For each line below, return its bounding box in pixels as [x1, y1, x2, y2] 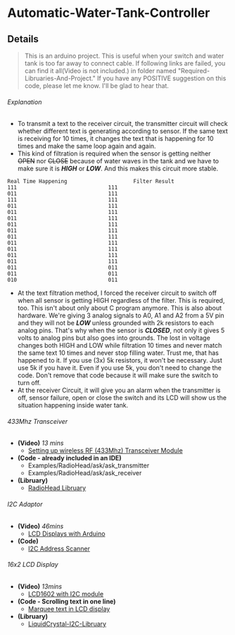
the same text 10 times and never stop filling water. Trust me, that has [17, 348, 220, 357]
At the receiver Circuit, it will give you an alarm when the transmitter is [17, 386, 221, 395]
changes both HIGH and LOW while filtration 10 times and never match [17, 341, 222, 350]
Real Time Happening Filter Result [7, 178, 174, 185]
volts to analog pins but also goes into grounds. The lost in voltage [17, 334, 211, 342]
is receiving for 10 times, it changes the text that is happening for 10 [17, 134, 214, 143]
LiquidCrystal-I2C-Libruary [27, 620, 107, 628]
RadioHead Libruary [27, 484, 87, 492]
